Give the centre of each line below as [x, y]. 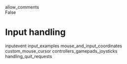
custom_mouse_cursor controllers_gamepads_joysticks [61, 51]
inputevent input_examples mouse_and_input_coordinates [63, 46]
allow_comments [22, 7]
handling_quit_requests [29, 56]
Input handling [35, 32]
